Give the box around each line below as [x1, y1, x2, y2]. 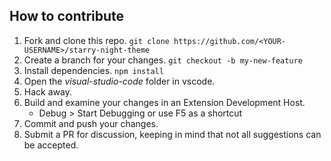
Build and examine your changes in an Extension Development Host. [23, 96, 306, 108]
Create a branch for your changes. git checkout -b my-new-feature [23, 54, 303, 66]
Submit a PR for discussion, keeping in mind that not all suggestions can [23, 128, 322, 140]
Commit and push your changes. [23, 117, 159, 129]
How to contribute [9, 8, 125, 25]
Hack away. [23, 85, 72, 98]
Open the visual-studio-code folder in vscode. [23, 75, 216, 87]
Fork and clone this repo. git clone [23, 34, 170, 46]
